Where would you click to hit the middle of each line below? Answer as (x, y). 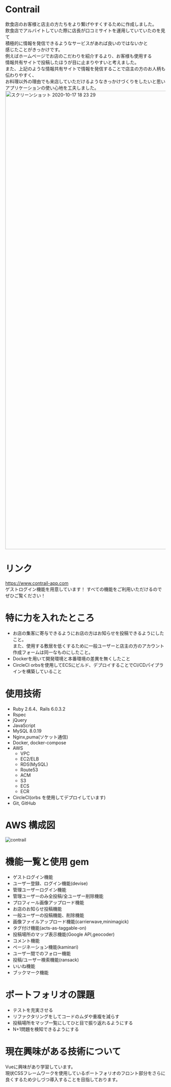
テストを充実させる (33, 1010)
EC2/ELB (30, 759)
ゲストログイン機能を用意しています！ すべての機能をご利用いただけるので (83, 589)
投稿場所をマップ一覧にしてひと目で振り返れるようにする (73, 1023)
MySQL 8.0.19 (27, 731)
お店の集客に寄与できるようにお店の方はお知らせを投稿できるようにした (88, 633)
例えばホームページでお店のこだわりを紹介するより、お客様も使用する (79, 56)
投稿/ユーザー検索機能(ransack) (46, 960)
